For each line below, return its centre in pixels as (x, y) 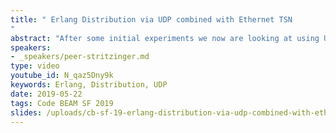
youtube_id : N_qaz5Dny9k (62, 76)
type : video (35, 66)
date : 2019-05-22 (46, 94)
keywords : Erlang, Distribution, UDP (89, 85)
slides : (26, 112)
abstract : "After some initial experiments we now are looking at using (165, 38)
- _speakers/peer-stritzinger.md (80, 57)
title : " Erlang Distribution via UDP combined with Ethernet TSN (151, 19)
